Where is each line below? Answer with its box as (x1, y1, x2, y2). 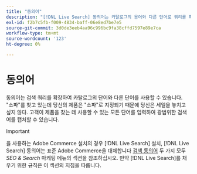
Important (6, 127, 30, 135)
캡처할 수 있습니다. (16, 115, 60, 123)
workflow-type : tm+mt (6, 30, 59, 36)
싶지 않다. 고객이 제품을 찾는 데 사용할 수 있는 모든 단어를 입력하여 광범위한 (6, 108, 176, 115)
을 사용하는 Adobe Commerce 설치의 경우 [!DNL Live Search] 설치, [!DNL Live (6, 139, 189, 146)
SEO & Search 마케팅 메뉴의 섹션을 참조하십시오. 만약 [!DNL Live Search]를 (6, 154, 181, 161)
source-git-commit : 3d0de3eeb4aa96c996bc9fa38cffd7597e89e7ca (6, 25, 161, 31)
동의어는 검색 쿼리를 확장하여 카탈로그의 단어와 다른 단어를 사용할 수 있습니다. (6, 94, 183, 101)
